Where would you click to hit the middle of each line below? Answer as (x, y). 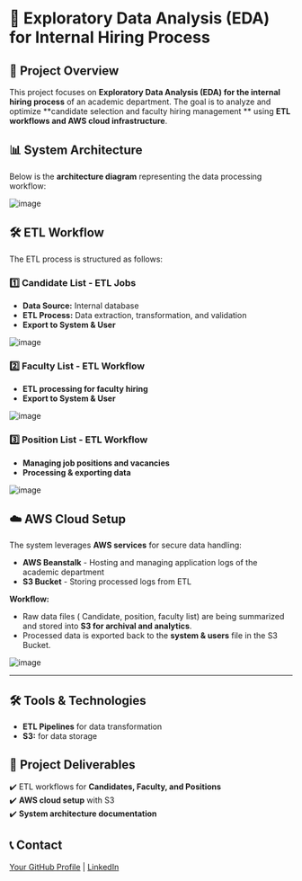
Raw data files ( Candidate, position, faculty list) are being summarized (153, 617)
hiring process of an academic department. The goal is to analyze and (140, 102)
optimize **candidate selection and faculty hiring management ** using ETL (150, 111)
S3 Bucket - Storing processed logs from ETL (107, 582)
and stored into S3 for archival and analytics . (107, 626)
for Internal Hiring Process (110, 37)
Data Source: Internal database (80, 306)
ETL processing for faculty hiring (85, 389)
